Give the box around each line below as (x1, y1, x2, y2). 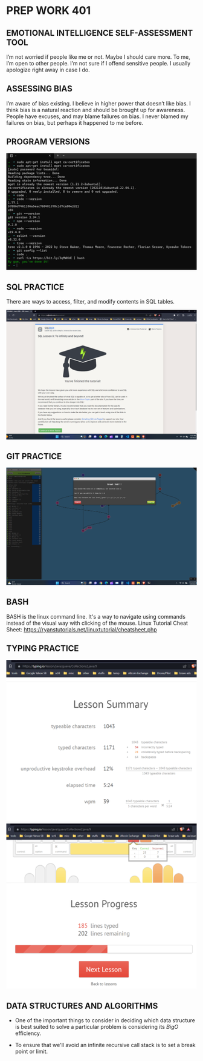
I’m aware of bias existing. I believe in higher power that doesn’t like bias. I (6, 99, 192, 107)
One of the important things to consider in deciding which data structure (14, 1017, 195, 1024)
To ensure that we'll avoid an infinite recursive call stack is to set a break (14, 1042, 196, 1049)
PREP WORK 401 (6, 4, 91, 18)
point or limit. (14, 1048, 48, 1055)
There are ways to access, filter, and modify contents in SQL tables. (6, 298, 175, 305)
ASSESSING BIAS (6, 84, 72, 94)
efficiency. (14, 1029, 41, 1037)
